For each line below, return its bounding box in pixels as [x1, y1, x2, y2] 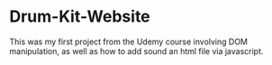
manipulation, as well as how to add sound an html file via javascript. [9, 45, 264, 56]
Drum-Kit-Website [9, 6, 150, 27]
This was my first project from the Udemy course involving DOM [9, 36, 249, 47]
